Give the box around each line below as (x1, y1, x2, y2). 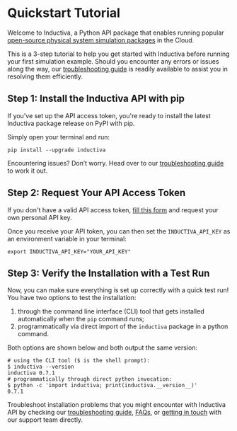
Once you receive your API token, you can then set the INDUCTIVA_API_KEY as (7, 226, 231, 235)
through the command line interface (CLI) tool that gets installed (17, 307, 204, 316)
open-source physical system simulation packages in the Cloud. (7, 35, 195, 44)
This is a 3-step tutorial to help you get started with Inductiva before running (7, 50, 230, 58)
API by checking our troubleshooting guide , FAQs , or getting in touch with (7, 408, 221, 417)
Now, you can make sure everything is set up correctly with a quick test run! (7, 286, 229, 294)
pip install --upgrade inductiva (7, 146, 106, 154)
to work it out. (7, 166, 48, 175)
